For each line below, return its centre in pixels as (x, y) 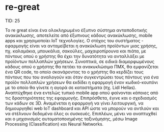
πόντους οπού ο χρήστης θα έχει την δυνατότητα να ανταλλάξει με (75, 56)
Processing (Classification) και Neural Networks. (55, 124)
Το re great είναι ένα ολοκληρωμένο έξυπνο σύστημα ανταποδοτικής (76, 30)
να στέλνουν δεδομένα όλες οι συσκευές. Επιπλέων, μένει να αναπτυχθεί (81, 113)
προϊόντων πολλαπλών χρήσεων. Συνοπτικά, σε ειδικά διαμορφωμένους (80, 61)
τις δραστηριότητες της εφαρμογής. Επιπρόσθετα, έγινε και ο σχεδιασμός (81, 98)
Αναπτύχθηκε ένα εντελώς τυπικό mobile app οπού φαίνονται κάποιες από (82, 93)
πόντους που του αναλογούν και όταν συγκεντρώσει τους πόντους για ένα (82, 77)
